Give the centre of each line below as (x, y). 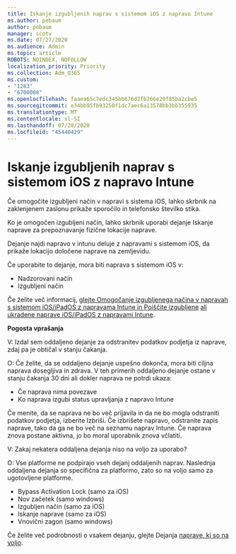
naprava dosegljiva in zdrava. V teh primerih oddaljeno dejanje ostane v (111, 371)
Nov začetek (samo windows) (61, 499)
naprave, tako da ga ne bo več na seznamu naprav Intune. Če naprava (110, 428)
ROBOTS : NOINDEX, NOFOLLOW (47, 60)
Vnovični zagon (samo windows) (65, 522)
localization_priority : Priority (57, 66)
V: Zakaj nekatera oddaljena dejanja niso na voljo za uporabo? (97, 450)
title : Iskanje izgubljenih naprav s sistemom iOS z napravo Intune (110, 14)
